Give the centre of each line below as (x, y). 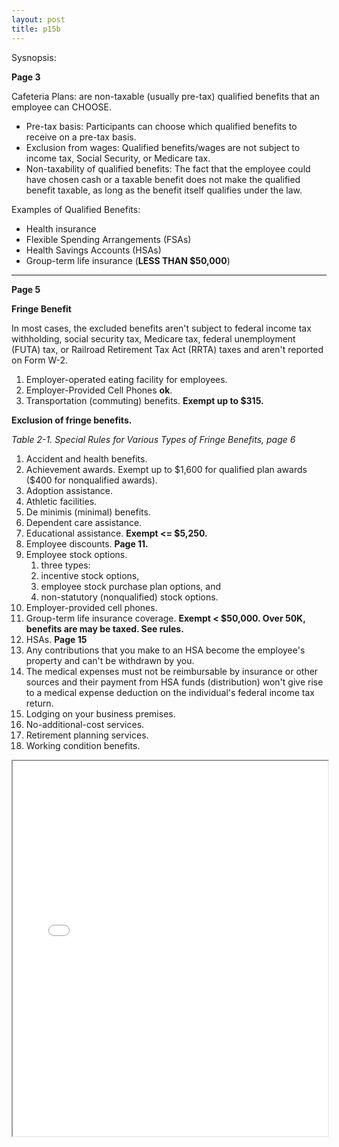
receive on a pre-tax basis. (81, 137)
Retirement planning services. (87, 735)
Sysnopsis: (34, 57)
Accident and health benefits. (86, 458)
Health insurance (61, 228)
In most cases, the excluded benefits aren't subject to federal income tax (161, 328)
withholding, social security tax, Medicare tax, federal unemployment (153, 338)
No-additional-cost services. (85, 724)
